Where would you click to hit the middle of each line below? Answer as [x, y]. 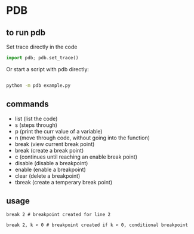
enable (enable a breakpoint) [50, 169]
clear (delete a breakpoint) [47, 176]
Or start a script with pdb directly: [48, 69]
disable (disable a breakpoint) [51, 163]
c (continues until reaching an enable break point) [76, 157]
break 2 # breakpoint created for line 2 [58, 215]
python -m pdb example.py [38, 85]
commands [27, 104]
